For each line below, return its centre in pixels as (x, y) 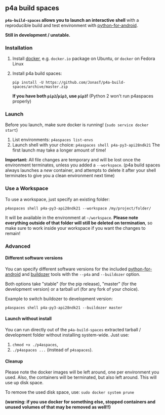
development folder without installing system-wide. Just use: (67, 335)
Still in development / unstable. (38, 35)
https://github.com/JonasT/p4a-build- (85, 83)
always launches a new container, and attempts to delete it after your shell (81, 170)
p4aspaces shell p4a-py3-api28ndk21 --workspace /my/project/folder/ (78, 208)
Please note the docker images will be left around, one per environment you (82, 372)
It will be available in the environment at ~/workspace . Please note (72, 217)
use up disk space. (24, 383)
